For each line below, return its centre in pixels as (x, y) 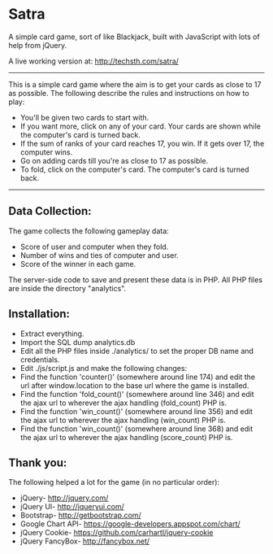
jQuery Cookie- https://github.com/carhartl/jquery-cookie (117, 533)
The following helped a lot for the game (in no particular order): (114, 482)
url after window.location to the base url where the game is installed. (134, 385)
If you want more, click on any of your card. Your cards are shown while (141, 126)
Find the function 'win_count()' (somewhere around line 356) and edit (136, 411)
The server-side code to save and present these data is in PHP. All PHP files (135, 279)
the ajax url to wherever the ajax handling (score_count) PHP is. (126, 437)
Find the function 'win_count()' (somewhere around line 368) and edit (136, 429)
